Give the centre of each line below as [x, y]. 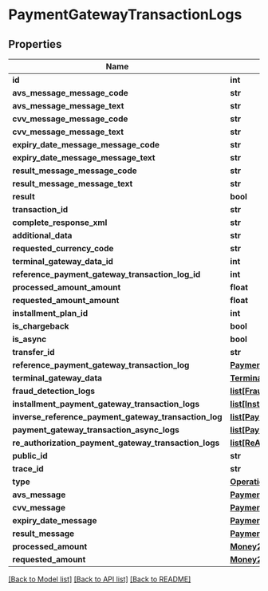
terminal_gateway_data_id [63, 261]
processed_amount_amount [67, 287]
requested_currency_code [63, 248]
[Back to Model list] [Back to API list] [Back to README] [100, 579]
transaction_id [40, 209]
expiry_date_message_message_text [84, 158]
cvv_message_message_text [68, 132]
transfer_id [33, 352]
